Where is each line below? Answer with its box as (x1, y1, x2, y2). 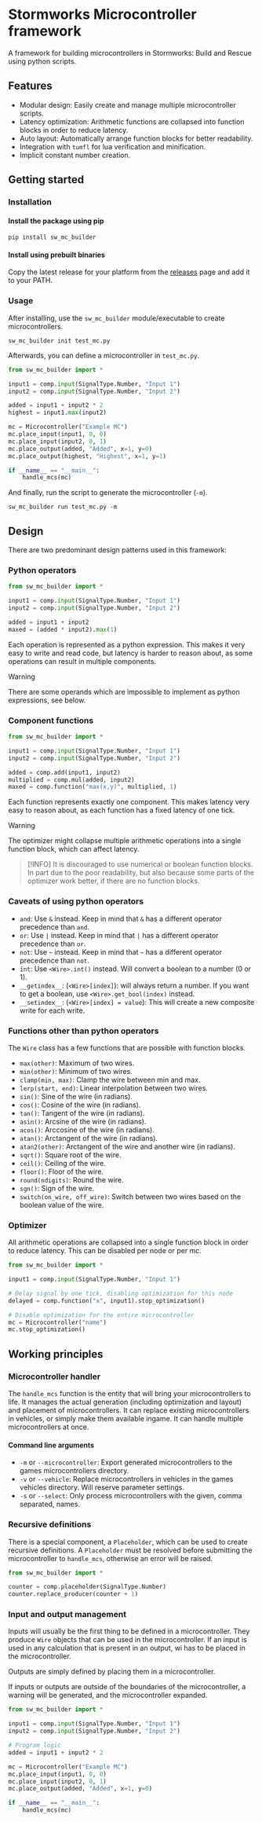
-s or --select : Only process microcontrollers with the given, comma (19, 1491, 242, 1501)
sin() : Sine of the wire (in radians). (19, 1091, 133, 1101)
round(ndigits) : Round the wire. (19, 1175, 124, 1184)
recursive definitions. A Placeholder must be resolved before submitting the (8, 1545, 253, 1555)
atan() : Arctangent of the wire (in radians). (19, 1133, 158, 1142)
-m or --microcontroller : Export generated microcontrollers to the (19, 1457, 233, 1467)
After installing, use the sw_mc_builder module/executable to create (8, 313, 225, 323)
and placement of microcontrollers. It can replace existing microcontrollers (8, 1406, 249, 1415)
